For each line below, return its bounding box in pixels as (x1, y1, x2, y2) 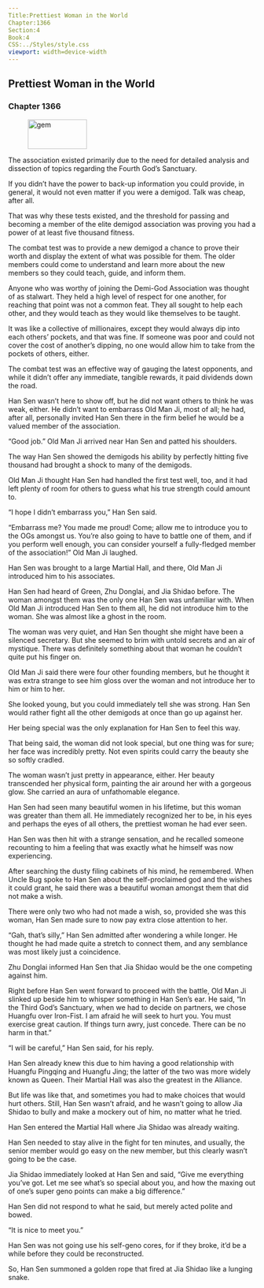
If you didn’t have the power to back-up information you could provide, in (8, 179, 245, 188)
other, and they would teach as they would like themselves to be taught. (8, 308, 241, 317)
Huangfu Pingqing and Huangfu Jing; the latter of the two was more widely (8, 1067, 251, 1076)
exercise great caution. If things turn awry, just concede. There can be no (8, 1019, 246, 1029)
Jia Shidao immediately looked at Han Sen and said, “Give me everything (8, 1169, 244, 1179)
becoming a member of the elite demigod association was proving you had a (8, 219, 256, 228)
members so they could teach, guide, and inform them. (8, 268, 186, 277)
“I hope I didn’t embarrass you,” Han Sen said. (8, 507, 157, 517)
